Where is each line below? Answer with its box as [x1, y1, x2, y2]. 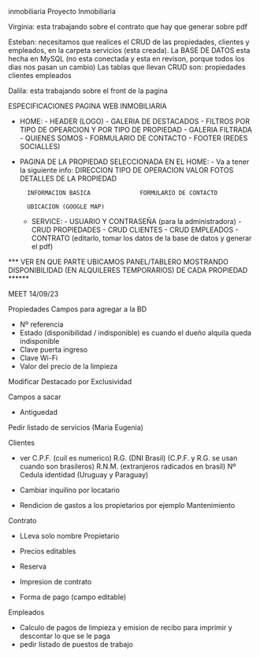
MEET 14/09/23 [8, 289, 59, 298]
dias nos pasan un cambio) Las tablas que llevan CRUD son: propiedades [8, 62, 246, 72]
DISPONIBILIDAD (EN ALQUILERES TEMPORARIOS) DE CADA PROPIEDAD [8, 266, 248, 274]
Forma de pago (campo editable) [19, 592, 127, 602]
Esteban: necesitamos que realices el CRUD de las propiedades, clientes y [8, 37, 250, 47]
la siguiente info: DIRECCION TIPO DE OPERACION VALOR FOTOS [19, 166, 234, 174]
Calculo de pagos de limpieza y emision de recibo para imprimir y [19, 623, 232, 632]
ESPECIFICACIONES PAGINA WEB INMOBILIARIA [8, 102, 167, 110]
